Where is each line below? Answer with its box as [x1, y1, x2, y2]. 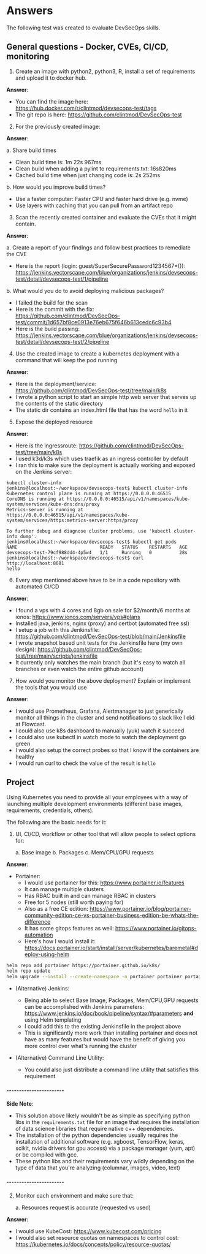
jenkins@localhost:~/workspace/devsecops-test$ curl [6, 555, 144, 561]
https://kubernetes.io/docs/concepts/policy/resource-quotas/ [15, 1241, 172, 1248]
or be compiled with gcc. [15, 1151, 78, 1158]
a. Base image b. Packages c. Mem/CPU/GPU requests [15, 848, 154, 856]
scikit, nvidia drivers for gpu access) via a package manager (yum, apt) [15, 1144, 196, 1152]
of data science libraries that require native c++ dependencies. [15, 1125, 175, 1133]
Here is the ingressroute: [15, 442, 78, 449]
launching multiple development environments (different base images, [6, 800, 183, 807]
